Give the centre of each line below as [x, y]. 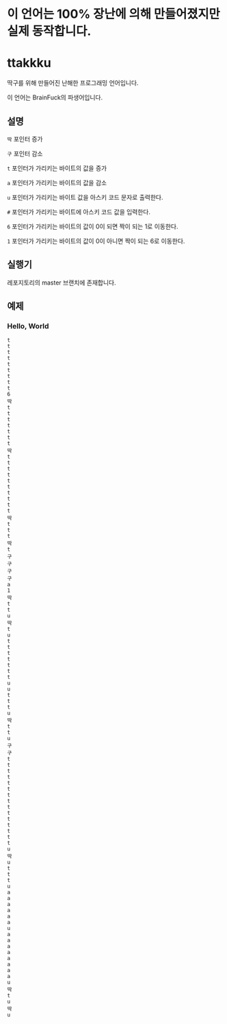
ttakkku [29, 63]
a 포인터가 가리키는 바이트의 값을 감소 [57, 182]
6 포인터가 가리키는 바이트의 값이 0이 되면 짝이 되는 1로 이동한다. [93, 226]
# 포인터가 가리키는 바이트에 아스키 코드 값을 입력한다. [79, 212]
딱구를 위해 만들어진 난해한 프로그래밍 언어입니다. [73, 83]
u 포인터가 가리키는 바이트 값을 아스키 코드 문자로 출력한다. [85, 197]
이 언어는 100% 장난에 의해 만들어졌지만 [113, 14]
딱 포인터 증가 [25, 139]
